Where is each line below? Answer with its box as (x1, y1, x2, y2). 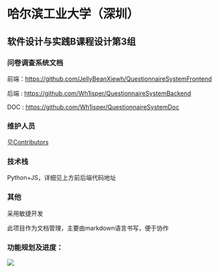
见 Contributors (7, 138, 49, 146)
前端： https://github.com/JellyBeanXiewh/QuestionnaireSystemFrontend (7, 75, 212, 83)
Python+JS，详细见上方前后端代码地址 (7, 174, 116, 182)
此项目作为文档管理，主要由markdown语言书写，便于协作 (7, 224, 169, 232)
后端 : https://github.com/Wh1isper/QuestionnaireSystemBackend (7, 89, 192, 97)
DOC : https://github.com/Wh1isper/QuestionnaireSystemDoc (7, 103, 179, 111)
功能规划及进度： (7, 242, 64, 252)
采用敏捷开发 (7, 209, 43, 218)
